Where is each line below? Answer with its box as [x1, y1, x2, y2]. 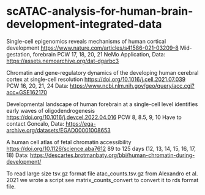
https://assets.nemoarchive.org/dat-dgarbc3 [6, 57, 119, 64]
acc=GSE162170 [6, 88, 48, 96]
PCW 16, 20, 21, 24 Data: [6, 82, 69, 90]
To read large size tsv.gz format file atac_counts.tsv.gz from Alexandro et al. [6, 170, 198, 177]
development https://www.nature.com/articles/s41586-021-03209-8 [6, 44, 179, 52]
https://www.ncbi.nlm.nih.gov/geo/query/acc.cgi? [69, 82, 195, 90]
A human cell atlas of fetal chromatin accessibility [6, 138, 132, 145]
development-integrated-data [6, 17, 162, 31]
